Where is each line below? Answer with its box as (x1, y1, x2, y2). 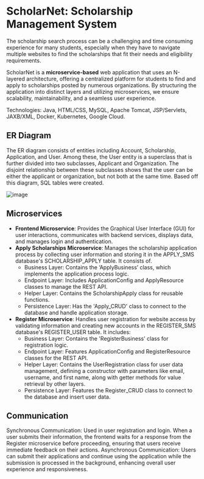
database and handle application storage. (24, 309, 129, 316)
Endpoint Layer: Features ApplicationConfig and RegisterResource (24, 347, 191, 355)
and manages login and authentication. (15, 238, 113, 245)
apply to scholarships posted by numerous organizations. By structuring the (6, 81, 197, 89)
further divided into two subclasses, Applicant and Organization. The (6, 160, 179, 167)
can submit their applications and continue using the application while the (6, 453, 191, 460)
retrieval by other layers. (24, 380, 86, 388)
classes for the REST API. (24, 354, 88, 361)
